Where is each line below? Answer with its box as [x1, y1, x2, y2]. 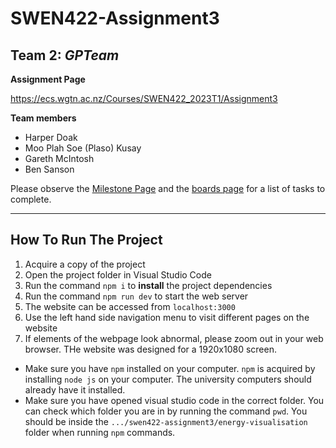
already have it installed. [24, 383, 126, 396]
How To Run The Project [10, 232, 163, 249]
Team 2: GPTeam [10, 47, 120, 64]
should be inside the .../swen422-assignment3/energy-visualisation [24, 415, 308, 427]
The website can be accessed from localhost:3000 [24, 300, 236, 312]
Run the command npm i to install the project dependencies [24, 279, 273, 291]
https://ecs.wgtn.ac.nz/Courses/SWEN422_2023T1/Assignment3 [10, 93, 278, 104]
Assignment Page [10, 73, 86, 85]
